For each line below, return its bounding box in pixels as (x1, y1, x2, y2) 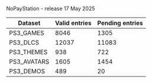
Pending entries (97, 19, 143, 27)
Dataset (17, 19, 41, 27)
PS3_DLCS (9, 38, 40, 47)
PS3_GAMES (9, 29, 44, 37)
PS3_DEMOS (9, 67, 46, 75)
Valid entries (55, 19, 92, 27)
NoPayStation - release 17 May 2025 (6, 5, 95, 12)
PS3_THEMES (9, 48, 48, 56)
